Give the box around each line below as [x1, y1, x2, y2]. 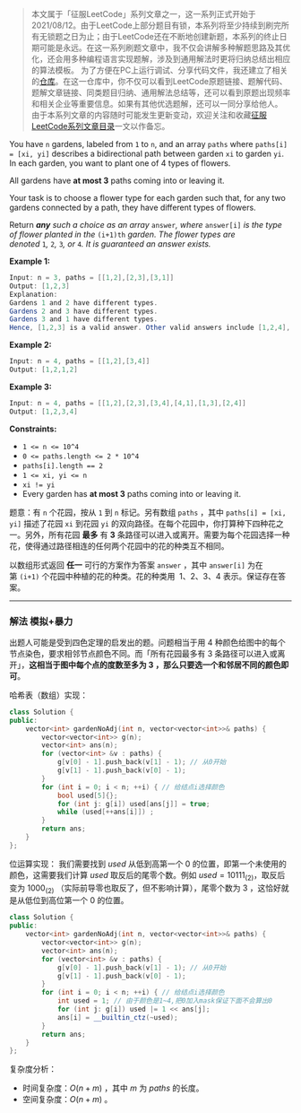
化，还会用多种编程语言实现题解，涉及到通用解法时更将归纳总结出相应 [30, 54, 291, 64]
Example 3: [9, 381, 52, 392]
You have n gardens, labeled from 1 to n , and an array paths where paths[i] [9, 139, 288, 149]
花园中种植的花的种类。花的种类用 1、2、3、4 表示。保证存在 [48, 570, 279, 581]
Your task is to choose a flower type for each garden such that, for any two [9, 193, 287, 203]
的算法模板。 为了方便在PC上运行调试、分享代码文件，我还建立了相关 [30, 65, 288, 75]
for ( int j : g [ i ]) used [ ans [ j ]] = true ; [56, 799, 211, 808]
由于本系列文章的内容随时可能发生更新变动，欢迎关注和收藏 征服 [30, 109, 267, 120]
